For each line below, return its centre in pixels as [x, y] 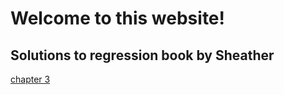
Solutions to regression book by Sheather [142, 55]
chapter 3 [30, 79]
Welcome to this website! [118, 18]
